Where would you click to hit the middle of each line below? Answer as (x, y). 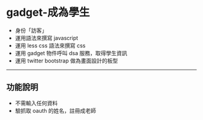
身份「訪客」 (31, 30)
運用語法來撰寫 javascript (47, 38)
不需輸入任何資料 (36, 103)
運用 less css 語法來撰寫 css (50, 45)
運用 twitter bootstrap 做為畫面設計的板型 (66, 61)
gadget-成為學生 (48, 12)
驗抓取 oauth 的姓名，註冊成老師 (56, 110)
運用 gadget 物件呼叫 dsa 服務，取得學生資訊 (71, 53)
